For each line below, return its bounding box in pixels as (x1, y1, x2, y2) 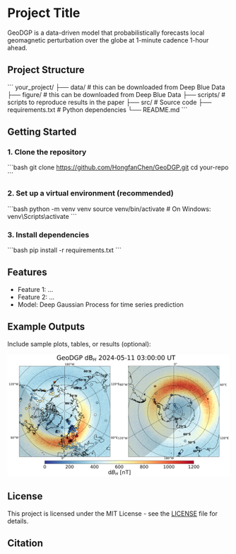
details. (7, 516, 29, 525)
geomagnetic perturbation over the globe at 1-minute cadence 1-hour (7, 35, 209, 44)
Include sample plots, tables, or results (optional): (7, 339, 151, 348)
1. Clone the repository (7, 147, 87, 157)
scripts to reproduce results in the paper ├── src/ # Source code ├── (7, 98, 212, 106)
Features (7, 266, 47, 278)
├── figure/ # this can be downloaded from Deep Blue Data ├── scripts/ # (7, 90, 226, 98)
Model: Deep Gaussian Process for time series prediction (17, 300, 184, 309)
